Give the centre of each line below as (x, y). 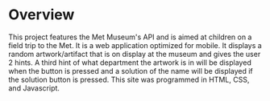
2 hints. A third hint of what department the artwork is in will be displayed (130, 63)
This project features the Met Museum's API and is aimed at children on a (130, 37)
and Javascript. (34, 88)
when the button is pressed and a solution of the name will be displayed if (131, 71)
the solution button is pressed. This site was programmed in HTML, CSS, (129, 79)
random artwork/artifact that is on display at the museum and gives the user (135, 54)
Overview (42, 15)
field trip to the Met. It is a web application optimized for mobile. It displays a (135, 45)
